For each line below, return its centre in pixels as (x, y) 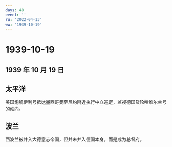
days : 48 (15, 10)
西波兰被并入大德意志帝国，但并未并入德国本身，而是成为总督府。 (75, 139)
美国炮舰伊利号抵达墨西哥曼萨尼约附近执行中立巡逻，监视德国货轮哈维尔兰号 (86, 102)
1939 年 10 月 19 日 (35, 70)
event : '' (16, 15)
